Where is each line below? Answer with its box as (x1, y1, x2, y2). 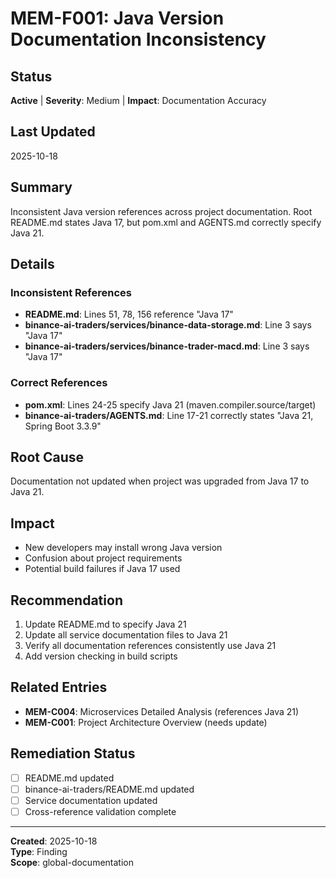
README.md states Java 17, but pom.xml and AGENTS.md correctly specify (10, 216, 322, 228)
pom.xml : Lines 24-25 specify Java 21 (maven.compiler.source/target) (24, 398, 317, 411)
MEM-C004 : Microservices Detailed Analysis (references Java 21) (24, 705, 300, 717)
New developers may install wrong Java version (24, 542, 223, 554)
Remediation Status (10, 745, 136, 762)
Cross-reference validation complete (24, 805, 177, 817)
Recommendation (10, 592, 123, 609)
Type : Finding (10, 845, 68, 857)
